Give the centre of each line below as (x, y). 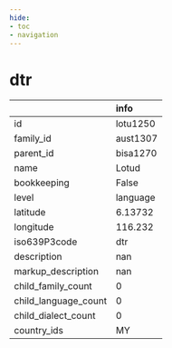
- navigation (34, 35)
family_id (33, 139)
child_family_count (53, 286)
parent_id (34, 154)
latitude (30, 213)
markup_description (57, 272)
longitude (34, 227)
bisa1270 (136, 154)
